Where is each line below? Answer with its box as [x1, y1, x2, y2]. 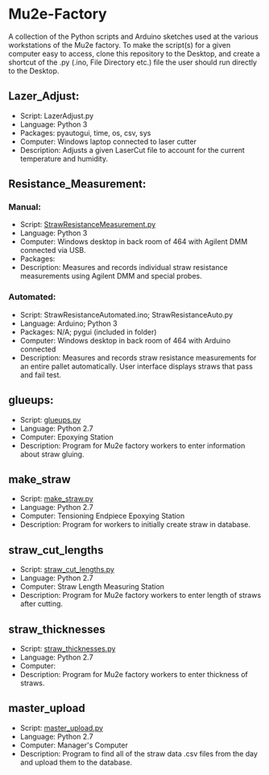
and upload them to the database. [19, 757, 133, 767]
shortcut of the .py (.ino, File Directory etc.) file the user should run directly [8, 57, 258, 67]
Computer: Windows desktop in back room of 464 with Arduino [19, 335, 231, 345]
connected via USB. [19, 246, 86, 255]
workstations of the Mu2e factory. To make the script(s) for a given [8, 40, 231, 49]
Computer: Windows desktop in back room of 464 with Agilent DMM [19, 237, 248, 246]
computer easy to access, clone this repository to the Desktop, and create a [8, 48, 260, 58]
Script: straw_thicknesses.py [19, 643, 116, 653]
